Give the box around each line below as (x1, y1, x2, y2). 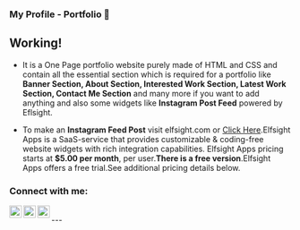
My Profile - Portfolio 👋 (9, 8, 110, 21)
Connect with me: (9, 184, 89, 197)
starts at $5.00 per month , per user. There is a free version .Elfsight (21, 152, 271, 164)
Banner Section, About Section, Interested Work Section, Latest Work (21, 78, 287, 89)
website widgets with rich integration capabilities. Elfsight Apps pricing (21, 143, 284, 154)
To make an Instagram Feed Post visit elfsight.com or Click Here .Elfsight (21, 124, 291, 135)
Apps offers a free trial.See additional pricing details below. (21, 162, 241, 173)
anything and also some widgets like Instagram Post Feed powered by (21, 98, 284, 108)
